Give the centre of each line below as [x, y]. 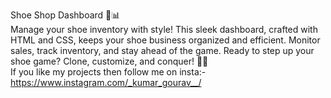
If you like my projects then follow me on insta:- [108, 72]
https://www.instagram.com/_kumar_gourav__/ [106, 82]
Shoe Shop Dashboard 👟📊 [65, 15]
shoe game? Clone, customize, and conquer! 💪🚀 [109, 61]
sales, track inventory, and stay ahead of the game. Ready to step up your [162, 50]
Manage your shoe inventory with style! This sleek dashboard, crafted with [164, 29]
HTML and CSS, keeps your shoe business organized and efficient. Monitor [165, 40]
